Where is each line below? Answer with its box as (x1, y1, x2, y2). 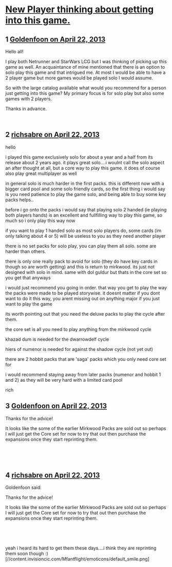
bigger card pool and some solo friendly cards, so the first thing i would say (5, 186, 165, 192)
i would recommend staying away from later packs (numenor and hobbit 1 (5, 371, 161, 378)
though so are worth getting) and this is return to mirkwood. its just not (5, 263, 155, 270)
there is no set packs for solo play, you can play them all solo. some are (5, 243, 157, 249)
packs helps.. (5, 197, 34, 203)
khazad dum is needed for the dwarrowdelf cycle (5, 336, 109, 342)
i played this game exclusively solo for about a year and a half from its (5, 154, 153, 160)
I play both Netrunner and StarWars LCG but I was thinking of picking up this (5, 58, 167, 65)
